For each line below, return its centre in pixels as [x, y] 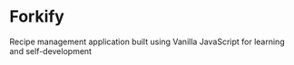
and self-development [51, 51]
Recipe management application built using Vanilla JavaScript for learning [147, 42]
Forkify [37, 17]
